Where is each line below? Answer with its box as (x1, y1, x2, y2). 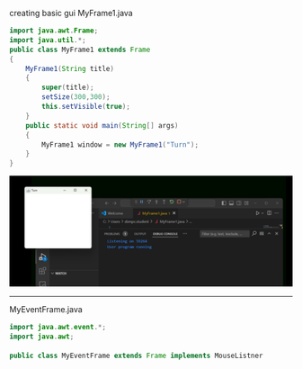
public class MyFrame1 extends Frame (9, 45, 151, 54)
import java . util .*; (9, 35, 87, 44)
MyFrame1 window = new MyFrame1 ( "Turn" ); (41, 139, 200, 149)
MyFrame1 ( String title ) (25, 64, 115, 73)
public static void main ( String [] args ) (25, 121, 179, 130)
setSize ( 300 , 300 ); (41, 93, 111, 102)
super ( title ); (41, 83, 94, 93)
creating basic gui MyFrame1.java (9, 8, 133, 18)
